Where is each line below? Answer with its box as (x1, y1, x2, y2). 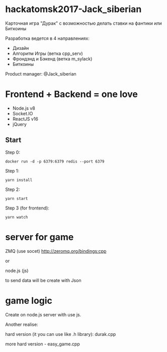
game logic (5, 295, 53, 306)
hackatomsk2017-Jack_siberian (5, 4, 142, 15)
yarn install (5, 177, 33, 182)
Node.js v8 (12, 105, 35, 111)
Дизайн (12, 45, 29, 51)
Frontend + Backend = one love (5, 89, 138, 100)
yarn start (5, 196, 28, 201)
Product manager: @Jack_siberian (5, 71, 76, 77)
